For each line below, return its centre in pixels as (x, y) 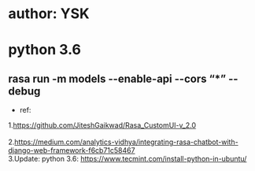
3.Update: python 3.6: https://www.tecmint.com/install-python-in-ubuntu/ (128, 159)
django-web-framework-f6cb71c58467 (72, 151)
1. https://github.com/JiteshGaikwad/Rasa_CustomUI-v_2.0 (102, 125)
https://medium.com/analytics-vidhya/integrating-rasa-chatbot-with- (126, 142)
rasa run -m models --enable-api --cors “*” (117, 78)
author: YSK (49, 14)
